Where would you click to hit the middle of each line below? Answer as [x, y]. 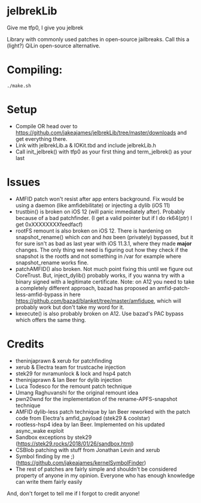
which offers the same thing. [51, 320]
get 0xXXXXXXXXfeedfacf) [49, 224]
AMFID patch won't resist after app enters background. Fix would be [100, 198]
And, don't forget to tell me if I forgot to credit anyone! [73, 493]
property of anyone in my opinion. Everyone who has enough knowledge [105, 475]
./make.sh [19, 86]
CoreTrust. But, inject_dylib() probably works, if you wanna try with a [100, 275]
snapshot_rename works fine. [52, 263]
